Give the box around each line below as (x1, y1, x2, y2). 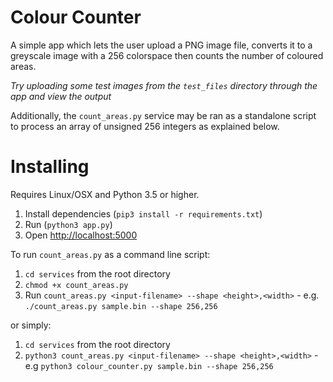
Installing (10, 156, 90, 178)
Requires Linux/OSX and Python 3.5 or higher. (10, 188, 200, 200)
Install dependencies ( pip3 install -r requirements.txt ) (24, 207, 263, 220)
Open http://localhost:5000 (24, 229, 138, 241)
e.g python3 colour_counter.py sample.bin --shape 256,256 (24, 359, 274, 371)
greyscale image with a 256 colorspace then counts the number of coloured (10, 49, 324, 61)
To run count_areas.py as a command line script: (10, 248, 211, 260)
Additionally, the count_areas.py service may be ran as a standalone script (10, 109, 317, 121)
